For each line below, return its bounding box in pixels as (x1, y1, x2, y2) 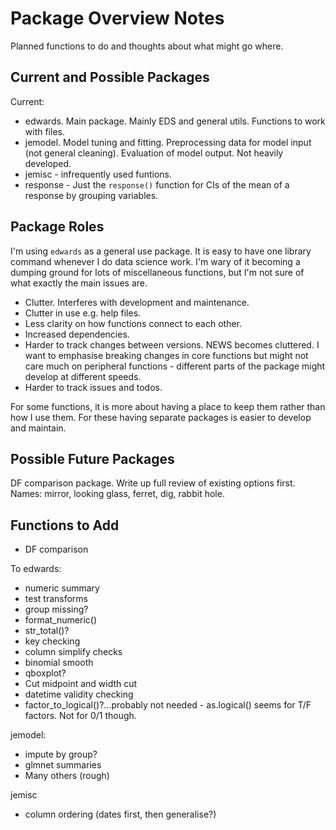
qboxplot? (24, 667, 67, 679)
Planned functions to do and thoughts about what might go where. (10, 40, 284, 52)
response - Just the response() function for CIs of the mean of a (24, 178, 290, 191)
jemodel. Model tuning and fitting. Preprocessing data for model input (24, 136, 312, 148)
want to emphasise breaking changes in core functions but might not (24, 349, 309, 361)
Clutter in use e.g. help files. (24, 307, 142, 319)
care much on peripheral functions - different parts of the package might (24, 360, 326, 372)
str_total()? (24, 625, 70, 637)
